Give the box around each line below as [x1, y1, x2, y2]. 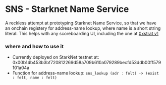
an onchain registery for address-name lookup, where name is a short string [5, 25, 161, 31]
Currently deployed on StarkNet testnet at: [12, 54, 99, 60]
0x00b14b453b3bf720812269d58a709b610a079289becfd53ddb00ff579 [12, 60, 161, 66]
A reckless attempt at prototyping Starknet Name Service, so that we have [5, 20, 157, 26]
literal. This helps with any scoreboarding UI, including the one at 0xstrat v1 [5, 30, 159, 36]
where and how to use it [5, 43, 64, 50]
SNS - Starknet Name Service [5, 3, 129, 15]
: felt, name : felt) [12, 76, 57, 81]
